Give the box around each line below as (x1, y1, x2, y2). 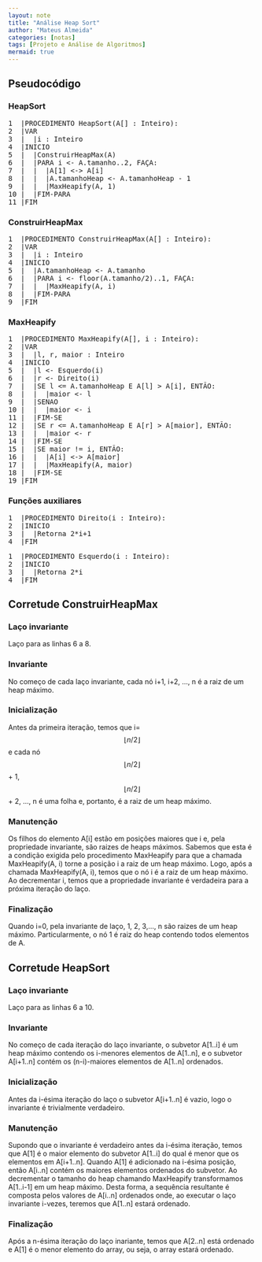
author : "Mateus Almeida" (8, 26, 93, 34)
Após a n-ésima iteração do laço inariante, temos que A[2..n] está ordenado (8, 1237, 254, 1246)
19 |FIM (8, 476, 38, 485)
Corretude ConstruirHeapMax (8, 598, 159, 611)
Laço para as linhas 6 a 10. (8, 1003, 94, 1012)
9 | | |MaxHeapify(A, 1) (8, 182, 116, 191)
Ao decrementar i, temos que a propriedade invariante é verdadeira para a (8, 875, 249, 886)
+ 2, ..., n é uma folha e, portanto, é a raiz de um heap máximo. (8, 796, 212, 805)
